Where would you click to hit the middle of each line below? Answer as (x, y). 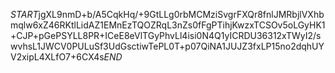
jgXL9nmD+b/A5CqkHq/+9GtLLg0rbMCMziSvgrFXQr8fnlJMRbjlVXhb (181, 14)
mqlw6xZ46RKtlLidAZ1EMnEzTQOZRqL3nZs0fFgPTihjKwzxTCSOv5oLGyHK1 (168, 25)
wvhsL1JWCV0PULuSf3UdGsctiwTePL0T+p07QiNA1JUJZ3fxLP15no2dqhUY (167, 46)
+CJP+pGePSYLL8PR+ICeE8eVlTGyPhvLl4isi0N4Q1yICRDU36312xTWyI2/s (166, 35)
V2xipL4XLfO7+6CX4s (57, 57)
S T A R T (24, 14)
